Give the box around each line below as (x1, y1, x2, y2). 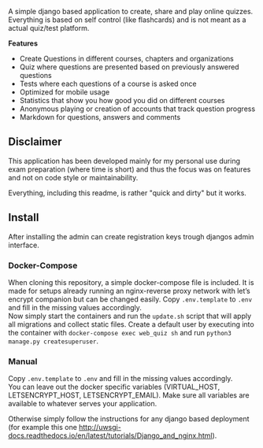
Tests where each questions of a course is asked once (19, 79, 197, 88)
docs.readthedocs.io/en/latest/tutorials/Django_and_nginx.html (8, 431, 213, 440)
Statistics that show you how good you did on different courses (19, 96, 225, 105)
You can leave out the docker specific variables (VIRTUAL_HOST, (8, 382, 220, 392)
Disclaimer (8, 135, 62, 149)
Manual (8, 356, 38, 367)
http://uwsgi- (78, 423, 122, 432)
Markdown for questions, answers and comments (19, 113, 181, 121)
